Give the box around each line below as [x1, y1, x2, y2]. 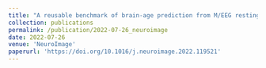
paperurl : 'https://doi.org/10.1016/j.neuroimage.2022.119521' [8, 48, 222, 55]
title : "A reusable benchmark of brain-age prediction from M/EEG [8, 11, 232, 20]
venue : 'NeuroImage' [8, 41, 77, 48]
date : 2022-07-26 [8, 33, 66, 41]
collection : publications [8, 19, 93, 27]
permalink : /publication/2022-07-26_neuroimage [8, 26, 169, 34]
